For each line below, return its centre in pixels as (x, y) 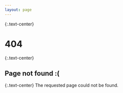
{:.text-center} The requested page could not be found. (61, 86)
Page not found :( (32, 73)
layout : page (18, 10)
